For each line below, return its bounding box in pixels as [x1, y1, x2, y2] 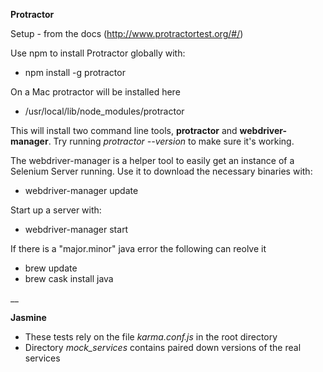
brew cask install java [24, 273, 114, 284]
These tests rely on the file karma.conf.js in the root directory [24, 331, 278, 343]
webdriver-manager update [24, 185, 139, 196]
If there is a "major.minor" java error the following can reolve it [10, 243, 267, 254]
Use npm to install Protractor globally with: [10, 47, 186, 59]
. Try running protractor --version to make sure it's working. [48, 135, 295, 147]
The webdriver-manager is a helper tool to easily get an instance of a [10, 155, 295, 166]
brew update [24, 262, 78, 274]
